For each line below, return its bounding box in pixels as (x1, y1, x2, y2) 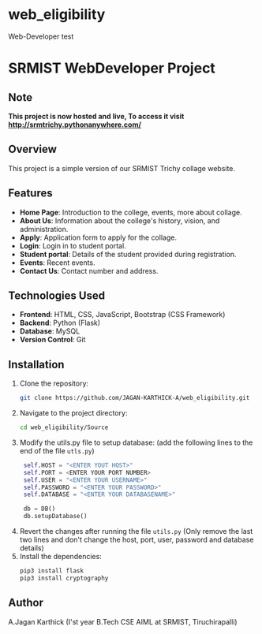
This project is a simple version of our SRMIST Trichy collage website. (8, 163, 235, 173)
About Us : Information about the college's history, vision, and (19, 215, 220, 226)
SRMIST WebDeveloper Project (8, 59, 215, 77)
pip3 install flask (19, 567, 84, 575)
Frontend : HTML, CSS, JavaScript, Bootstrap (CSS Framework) (19, 310, 226, 319)
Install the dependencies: (19, 552, 103, 561)
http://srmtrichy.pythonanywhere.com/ (8, 120, 142, 129)
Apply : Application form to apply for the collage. (19, 233, 178, 242)
